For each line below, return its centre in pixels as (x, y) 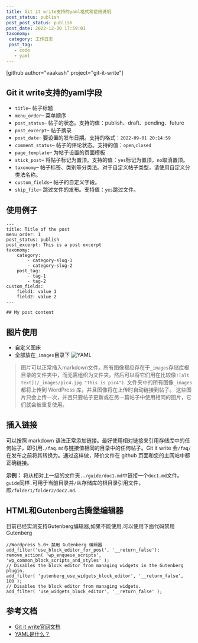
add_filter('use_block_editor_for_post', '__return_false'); (83, 550)
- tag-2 (37, 281)
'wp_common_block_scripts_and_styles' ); (58, 560)
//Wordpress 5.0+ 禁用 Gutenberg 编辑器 (54, 545)
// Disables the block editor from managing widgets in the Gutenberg (95, 565)
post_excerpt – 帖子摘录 (43, 130)
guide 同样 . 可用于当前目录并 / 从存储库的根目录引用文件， (75, 483)
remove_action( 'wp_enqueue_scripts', (54, 555)
